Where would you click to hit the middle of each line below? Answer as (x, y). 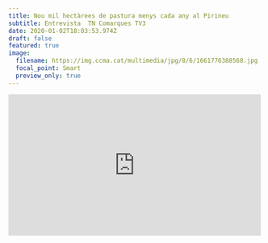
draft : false (30, 38)
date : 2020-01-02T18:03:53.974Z (63, 31)
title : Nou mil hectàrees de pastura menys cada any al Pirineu (119, 16)
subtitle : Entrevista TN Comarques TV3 (77, 23)
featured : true (34, 46)
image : (19, 53)
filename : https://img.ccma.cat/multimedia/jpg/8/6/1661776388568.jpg (137, 61)
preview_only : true (48, 76)
